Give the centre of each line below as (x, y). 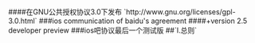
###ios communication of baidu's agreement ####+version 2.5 (143, 21)
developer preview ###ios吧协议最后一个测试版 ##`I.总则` (103, 30)
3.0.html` (23, 21)
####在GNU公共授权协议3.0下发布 (65, 12)
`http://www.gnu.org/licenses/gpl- (180, 12)
